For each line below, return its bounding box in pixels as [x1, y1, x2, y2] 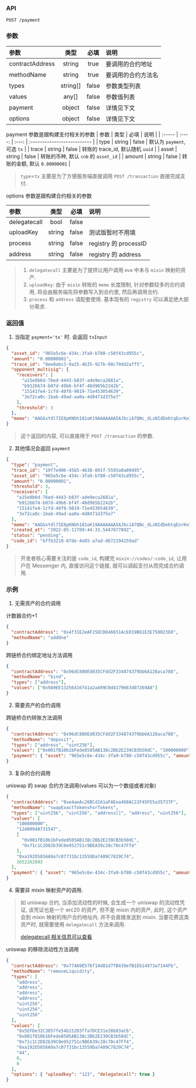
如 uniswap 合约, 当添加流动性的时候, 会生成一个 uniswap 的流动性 [20, 899, 180, 906]
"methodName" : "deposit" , [11, 737, 75, 742]
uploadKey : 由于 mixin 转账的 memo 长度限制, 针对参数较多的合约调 [29, 281, 185, 288]
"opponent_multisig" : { [11, 367, 69, 372]
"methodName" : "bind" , [11, 674, 66, 680]
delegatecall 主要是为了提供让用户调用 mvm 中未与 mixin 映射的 [29, 266, 181, 273]
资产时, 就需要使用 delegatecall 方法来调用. [20, 921, 126, 928]
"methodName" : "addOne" [11, 634, 69, 641]
